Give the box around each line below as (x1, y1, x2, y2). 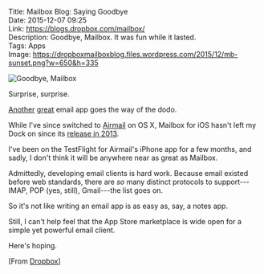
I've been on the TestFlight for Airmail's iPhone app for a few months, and (8, 145, 252, 153)
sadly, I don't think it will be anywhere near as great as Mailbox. (8, 153, 218, 162)
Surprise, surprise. (8, 89, 70, 99)
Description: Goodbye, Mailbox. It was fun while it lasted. (8, 32, 197, 42)
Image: (8, 50, 31, 59)
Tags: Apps (8, 41, 47, 51)
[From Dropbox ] (8, 256, 62, 266)
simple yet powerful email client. (8, 225, 116, 235)
